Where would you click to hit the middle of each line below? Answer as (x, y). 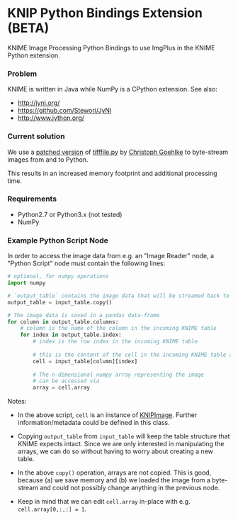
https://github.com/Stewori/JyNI (64, 111)
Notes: (17, 402)
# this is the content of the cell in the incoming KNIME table (130, 355)
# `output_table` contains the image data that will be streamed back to (119, 296)
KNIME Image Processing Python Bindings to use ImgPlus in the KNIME (111, 48)
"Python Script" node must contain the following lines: (86, 263)
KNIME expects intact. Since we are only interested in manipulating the (121, 444)
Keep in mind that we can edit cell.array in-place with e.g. (104, 502)
